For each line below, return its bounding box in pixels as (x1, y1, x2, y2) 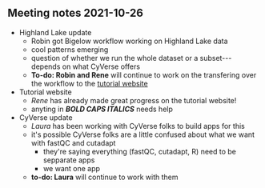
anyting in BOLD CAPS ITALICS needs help (30, 104, 174, 114)
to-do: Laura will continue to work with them (30, 172, 179, 182)
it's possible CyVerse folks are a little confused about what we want (30, 130, 255, 139)
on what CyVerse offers (62, 62, 141, 71)
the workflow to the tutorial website (30, 78, 149, 88)
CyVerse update (18, 112, 73, 122)
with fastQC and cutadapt (30, 138, 116, 147)
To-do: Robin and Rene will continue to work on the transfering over (30, 70, 257, 79)
